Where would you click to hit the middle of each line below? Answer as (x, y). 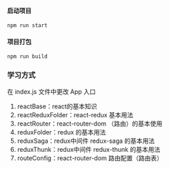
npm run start (28, 26)
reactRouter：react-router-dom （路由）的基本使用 (90, 123)
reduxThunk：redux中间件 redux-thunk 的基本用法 (89, 149)
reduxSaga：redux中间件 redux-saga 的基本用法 (86, 141)
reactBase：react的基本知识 (57, 106)
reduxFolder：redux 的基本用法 (61, 132)
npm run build (28, 57)
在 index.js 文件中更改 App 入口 (52, 91)
